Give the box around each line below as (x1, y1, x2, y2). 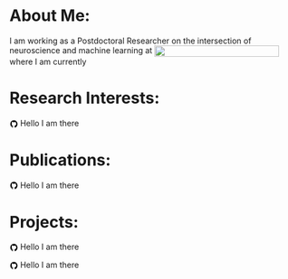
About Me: (9, 5, 91, 26)
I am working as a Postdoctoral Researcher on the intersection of (9, 35, 252, 46)
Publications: (9, 150, 111, 170)
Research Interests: (9, 88, 160, 108)
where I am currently (9, 56, 87, 68)
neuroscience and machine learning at (9, 44, 153, 55)
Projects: (9, 211, 79, 232)
